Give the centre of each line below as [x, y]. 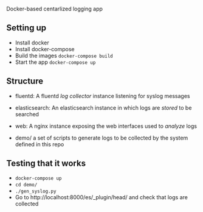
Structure [25, 81]
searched [27, 114]
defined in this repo [40, 144]
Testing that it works [46, 164]
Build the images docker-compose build [64, 55]
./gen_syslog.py [36, 191]
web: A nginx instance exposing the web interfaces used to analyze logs [106, 126]
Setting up [26, 28]
